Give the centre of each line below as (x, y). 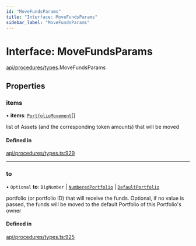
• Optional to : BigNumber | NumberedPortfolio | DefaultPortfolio (83, 187)
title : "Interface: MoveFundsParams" (52, 17)
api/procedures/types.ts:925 (40, 237)
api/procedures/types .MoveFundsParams (56, 67)
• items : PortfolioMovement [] (41, 115)
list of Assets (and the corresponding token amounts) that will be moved (93, 127)
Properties (26, 86)
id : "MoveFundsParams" (34, 11)
